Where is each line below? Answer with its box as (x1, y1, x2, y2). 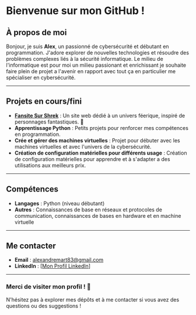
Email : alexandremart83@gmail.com (14, 256, 104, 263)
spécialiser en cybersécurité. (6, 74, 76, 81)
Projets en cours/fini (6, 97, 82, 107)
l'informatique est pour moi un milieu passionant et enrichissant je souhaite (6, 61, 187, 69)
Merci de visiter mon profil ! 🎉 (6, 283, 92, 291)
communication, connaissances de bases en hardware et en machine (14, 212, 181, 219)
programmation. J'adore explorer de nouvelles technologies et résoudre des (6, 49, 190, 56)
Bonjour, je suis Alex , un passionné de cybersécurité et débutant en (6, 43, 169, 50)
